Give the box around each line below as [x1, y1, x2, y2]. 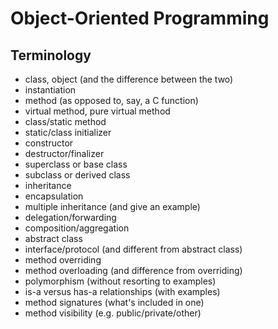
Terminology [10, 47, 92, 64]
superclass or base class [24, 158, 128, 170]
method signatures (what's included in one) [24, 297, 205, 308]
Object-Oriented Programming [10, 7, 270, 30]
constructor [24, 137, 74, 149]
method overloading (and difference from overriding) [24, 265, 243, 276]
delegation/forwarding [24, 212, 117, 223]
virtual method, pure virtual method [24, 105, 171, 117]
